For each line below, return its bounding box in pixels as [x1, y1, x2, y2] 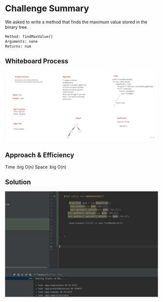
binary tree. [5, 24, 28, 30]
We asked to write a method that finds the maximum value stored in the [5, 19, 147, 25]
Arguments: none [5, 39, 38, 44]
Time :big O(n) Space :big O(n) [5, 164, 66, 170]
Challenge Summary [5, 3, 89, 14]
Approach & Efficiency [5, 151, 74, 160]
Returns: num [5, 44, 32, 49]
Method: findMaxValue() [5, 34, 53, 39]
